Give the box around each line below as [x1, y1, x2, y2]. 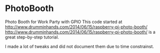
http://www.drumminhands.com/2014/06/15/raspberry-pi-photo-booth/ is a [5, 29, 156, 35]
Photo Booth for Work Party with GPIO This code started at [5, 19, 123, 25]
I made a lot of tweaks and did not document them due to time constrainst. [5, 43, 154, 49]
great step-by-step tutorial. [5, 34, 59, 40]
